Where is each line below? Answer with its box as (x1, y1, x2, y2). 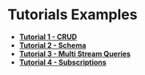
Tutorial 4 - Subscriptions (18, 57, 107, 67)
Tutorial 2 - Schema (18, 40, 87, 49)
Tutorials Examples (7, 6, 138, 24)
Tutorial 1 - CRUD (18, 32, 78, 41)
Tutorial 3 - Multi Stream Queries (18, 49, 131, 58)
